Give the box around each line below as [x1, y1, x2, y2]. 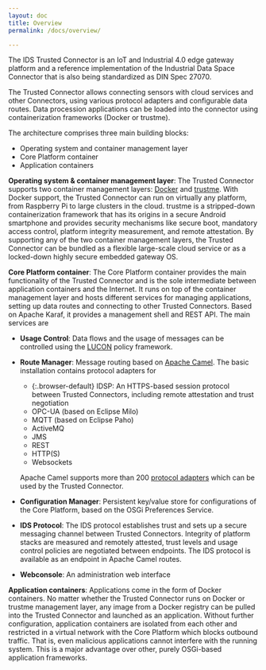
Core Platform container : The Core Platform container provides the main [8, 267, 247, 277]
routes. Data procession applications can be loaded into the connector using [8, 104, 259, 114]
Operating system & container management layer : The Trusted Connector [8, 176, 254, 185]
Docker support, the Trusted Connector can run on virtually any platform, [8, 193, 248, 203]
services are [8, 318, 49, 328]
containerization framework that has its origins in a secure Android [8, 210, 226, 220]
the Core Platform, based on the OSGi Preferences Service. [19, 505, 214, 515]
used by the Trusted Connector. [19, 481, 125, 491]
